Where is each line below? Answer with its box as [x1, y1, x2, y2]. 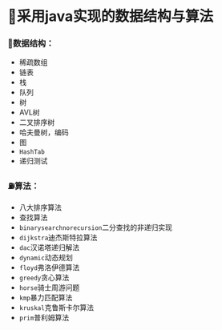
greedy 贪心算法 [18, 272, 70, 282]
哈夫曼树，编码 [18, 127, 69, 137]
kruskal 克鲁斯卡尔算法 [18, 302, 94, 312]
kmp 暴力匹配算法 [18, 292, 73, 302]
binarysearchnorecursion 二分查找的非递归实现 [18, 222, 173, 232]
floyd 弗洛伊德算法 [18, 262, 80, 272]
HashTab [18, 148, 45, 156]
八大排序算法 [18, 202, 62, 212]
